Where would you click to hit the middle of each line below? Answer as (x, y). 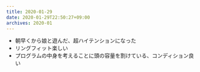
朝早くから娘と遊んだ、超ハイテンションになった (76, 41)
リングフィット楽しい (41, 48)
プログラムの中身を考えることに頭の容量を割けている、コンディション (102, 56)
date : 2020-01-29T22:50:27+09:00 (48, 17)
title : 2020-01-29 (29, 12)
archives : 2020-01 (29, 23)
